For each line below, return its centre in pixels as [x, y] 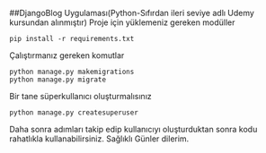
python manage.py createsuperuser [74, 113]
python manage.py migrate [58, 80]
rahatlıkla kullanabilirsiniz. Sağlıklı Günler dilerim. [99, 139]
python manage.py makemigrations [72, 72]
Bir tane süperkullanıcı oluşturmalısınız [81, 96]
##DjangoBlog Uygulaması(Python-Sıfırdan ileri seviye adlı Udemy [132, 13]
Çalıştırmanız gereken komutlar [67, 55]
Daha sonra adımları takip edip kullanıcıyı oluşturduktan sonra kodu [133, 129]
